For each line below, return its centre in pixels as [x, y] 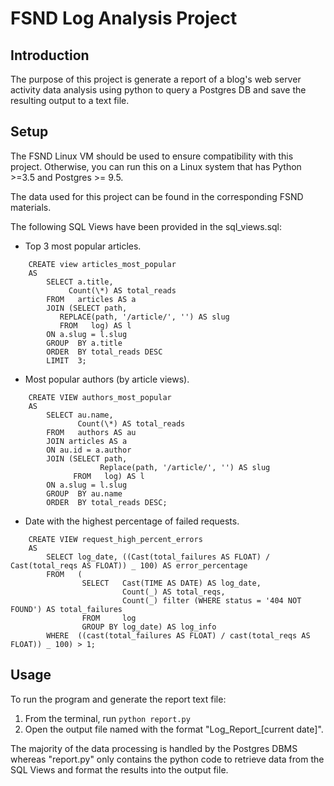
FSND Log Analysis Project [124, 18]
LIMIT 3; [66, 360]
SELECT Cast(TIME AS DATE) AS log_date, [171, 583]
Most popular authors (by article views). [107, 379]
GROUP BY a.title [84, 343]
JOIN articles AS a [87, 441]
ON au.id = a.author [89, 450]
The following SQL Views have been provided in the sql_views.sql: [146, 226]
